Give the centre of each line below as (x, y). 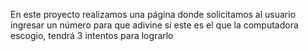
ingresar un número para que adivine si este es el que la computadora (154, 25)
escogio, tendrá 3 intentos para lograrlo (92, 35)
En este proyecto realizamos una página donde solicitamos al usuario (153, 14)
